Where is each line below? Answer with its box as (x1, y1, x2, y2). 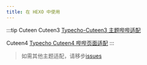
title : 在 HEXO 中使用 (6, 9, 60, 15)
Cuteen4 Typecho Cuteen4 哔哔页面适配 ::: (6, 39, 115, 46)
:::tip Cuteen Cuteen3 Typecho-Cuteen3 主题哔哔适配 (6, 26, 142, 33)
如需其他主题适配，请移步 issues (21, 52, 102, 60)
